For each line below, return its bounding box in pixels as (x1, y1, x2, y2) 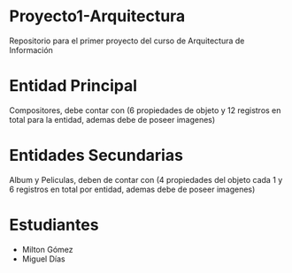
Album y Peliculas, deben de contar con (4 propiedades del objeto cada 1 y (9, 174, 283, 185)
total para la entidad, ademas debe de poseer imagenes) (9, 114, 216, 125)
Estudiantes (9, 215, 99, 235)
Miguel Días (21, 254, 65, 264)
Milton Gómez (21, 244, 73, 254)
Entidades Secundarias (9, 146, 184, 165)
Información (9, 44, 53, 55)
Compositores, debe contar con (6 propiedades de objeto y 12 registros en (9, 104, 281, 116)
